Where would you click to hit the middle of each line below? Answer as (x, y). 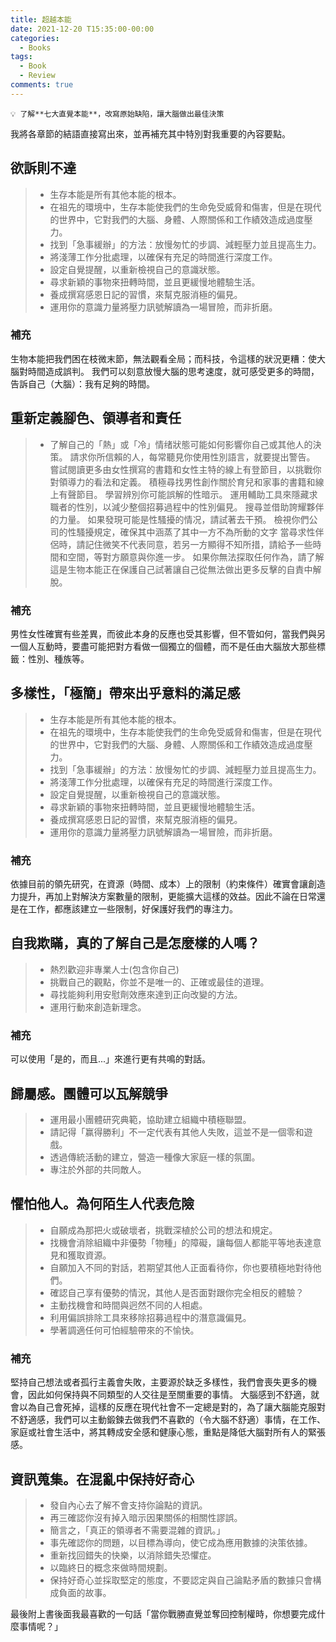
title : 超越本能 (41, 19)
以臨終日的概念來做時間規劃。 (111, 1567)
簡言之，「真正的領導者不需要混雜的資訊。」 (137, 1530)
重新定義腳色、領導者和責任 (96, 418)
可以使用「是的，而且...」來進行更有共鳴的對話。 (111, 1059)
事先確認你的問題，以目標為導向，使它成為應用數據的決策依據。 (181, 1542)
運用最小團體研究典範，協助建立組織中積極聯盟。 (150, 1119)
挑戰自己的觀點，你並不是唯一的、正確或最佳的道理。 (159, 982)
